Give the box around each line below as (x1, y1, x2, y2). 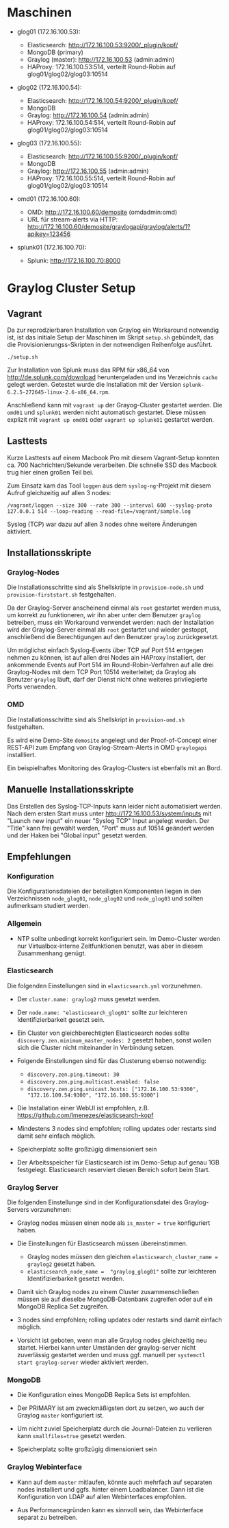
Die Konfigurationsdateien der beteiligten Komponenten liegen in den (7, 887, 202, 896)
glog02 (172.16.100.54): (16, 83, 82, 91)
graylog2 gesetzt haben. (27, 1260, 96, 1268)
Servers (7, 1206, 29, 1214)
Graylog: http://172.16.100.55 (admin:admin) (27, 167, 149, 175)
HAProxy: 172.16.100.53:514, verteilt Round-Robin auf (27, 62, 176, 71)
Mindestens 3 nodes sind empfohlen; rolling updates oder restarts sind (16, 1124, 217, 1132)
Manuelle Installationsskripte (7, 784, 135, 796)
